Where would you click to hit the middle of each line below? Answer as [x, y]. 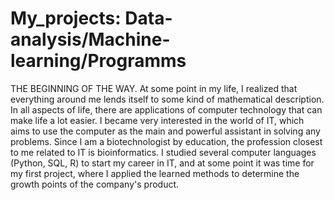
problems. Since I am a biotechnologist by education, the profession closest [166, 141]
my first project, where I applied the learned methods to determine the [155, 173]
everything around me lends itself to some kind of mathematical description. [167, 99]
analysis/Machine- [90, 39]
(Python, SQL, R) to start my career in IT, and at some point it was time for [162, 163]
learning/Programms [98, 61]
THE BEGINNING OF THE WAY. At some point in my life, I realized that [154, 88]
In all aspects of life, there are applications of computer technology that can [166, 109]
